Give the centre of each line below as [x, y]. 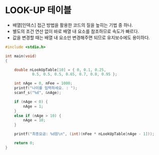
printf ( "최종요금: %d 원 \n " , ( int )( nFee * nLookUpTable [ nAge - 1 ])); [84, 134]
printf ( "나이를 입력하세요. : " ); [46, 88]
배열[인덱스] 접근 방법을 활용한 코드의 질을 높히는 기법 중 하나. [73, 25]
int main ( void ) [21, 56]
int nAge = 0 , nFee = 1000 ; [43, 83]
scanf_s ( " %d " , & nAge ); [38, 93]
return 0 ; [24, 143]
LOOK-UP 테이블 [38, 10]
